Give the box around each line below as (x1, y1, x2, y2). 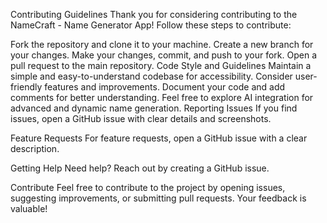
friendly (10, 81, 43, 93)
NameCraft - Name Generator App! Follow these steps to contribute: (10, 19, 292, 31)
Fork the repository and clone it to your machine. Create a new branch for (10, 39, 314, 50)
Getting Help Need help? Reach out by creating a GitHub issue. (10, 162, 270, 174)
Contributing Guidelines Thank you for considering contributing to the (10, 9, 298, 20)
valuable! (10, 203, 48, 214)
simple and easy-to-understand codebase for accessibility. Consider (10, 70, 293, 82)
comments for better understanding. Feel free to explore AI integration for (10, 92, 314, 103)
